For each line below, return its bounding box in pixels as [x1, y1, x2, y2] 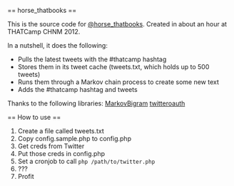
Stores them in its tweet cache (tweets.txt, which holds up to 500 [17, 63, 210, 71]
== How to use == [7, 113, 61, 121]
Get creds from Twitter [17, 142, 85, 150]
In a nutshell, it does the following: [7, 41, 108, 49]
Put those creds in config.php [17, 150, 106, 157]
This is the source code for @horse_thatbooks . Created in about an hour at [7, 20, 227, 28]
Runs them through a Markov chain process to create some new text [17, 78, 220, 86]
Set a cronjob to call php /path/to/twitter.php [17, 157, 156, 165]
